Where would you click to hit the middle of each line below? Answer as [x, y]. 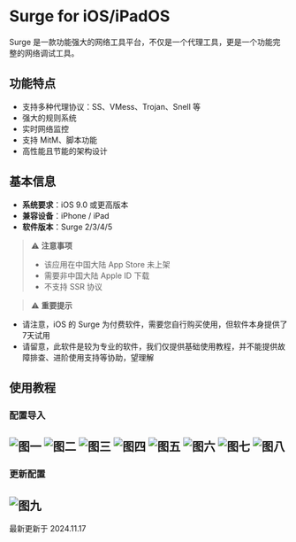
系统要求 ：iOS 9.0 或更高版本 [75, 205]
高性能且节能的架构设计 [65, 151]
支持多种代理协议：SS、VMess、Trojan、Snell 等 [111, 106]
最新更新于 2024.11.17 [48, 528]
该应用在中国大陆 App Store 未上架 [107, 264]
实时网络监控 [45, 128]
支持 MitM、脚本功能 [59, 140]
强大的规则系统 [49, 118]
